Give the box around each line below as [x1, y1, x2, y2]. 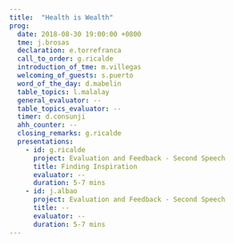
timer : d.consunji [17, 112, 87, 121]
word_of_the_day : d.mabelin [17, 79, 122, 88]
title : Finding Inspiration [32, 162, 138, 171]
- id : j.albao [25, 187, 78, 196]
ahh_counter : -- [17, 121, 78, 130]
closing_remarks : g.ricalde [17, 129, 122, 138]
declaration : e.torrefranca [17, 46, 122, 55]
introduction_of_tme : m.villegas [17, 63, 142, 72]
